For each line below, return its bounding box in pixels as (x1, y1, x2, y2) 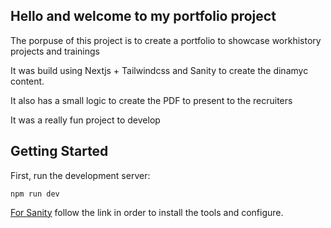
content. (10, 75, 45, 87)
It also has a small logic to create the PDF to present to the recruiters (10, 94, 293, 106)
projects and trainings (10, 45, 100, 57)
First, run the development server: (10, 169, 151, 181)
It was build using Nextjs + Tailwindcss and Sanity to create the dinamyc (10, 64, 309, 76)
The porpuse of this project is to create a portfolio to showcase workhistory (10, 34, 322, 46)
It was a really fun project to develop (10, 114, 161, 126)
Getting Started (10, 143, 109, 160)
